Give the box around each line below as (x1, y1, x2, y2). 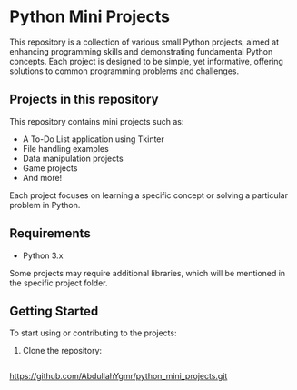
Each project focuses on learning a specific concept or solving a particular (9, 189, 289, 201)
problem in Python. (9, 199, 81, 210)
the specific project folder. (9, 277, 108, 288)
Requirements (9, 225, 91, 242)
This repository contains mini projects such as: (9, 115, 184, 126)
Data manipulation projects (22, 153, 124, 164)
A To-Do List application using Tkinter (22, 134, 165, 145)
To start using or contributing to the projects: (9, 327, 177, 338)
